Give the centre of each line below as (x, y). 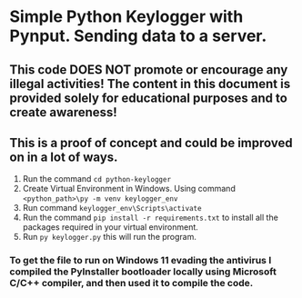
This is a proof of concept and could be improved (151, 143)
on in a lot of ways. (64, 157)
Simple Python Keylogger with (126, 17)
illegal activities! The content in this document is (150, 84)
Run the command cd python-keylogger (96, 179)
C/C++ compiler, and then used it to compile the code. (131, 283)
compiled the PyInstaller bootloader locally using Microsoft (143, 272)
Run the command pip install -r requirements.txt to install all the (151, 218)
